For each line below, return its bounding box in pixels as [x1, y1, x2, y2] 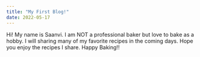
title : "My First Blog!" [6, 8, 69, 15]
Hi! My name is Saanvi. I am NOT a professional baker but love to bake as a [6, 31, 195, 38]
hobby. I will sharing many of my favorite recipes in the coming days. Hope [6, 37, 193, 44]
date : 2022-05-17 [6, 14, 50, 20]
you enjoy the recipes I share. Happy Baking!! [6, 43, 120, 51]
